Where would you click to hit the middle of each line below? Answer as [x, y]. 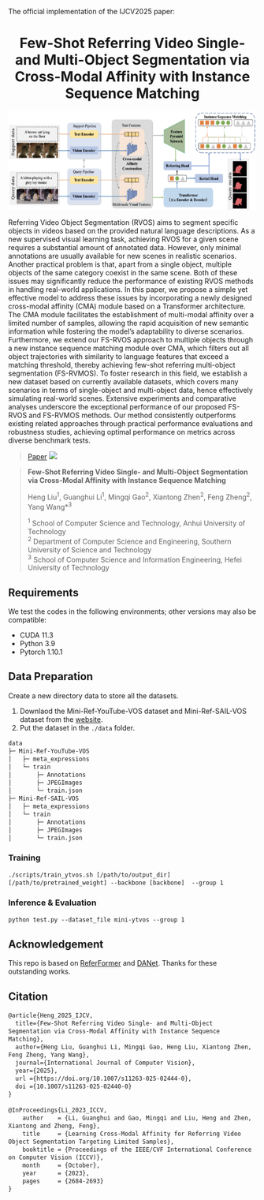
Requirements [43, 592]
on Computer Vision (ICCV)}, [56, 1158]
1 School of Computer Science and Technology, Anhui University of [136, 522]
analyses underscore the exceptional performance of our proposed [117, 406]
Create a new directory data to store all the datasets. [93, 695]
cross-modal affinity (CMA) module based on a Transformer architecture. [127, 306]
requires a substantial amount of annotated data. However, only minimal [125, 247]
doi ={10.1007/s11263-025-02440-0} [74, 1087]
